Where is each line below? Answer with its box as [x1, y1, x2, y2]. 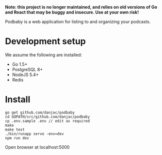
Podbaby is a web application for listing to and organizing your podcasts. [5, 19, 151, 24]
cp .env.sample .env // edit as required [5, 118, 90, 123]
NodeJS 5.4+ [12, 72, 39, 77]
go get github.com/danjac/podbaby [5, 110, 75, 115]
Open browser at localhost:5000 [5, 144, 70, 150]
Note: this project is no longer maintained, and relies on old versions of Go [5, 4, 158, 10]
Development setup [5, 36, 86, 47]
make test [5, 127, 25, 132]
